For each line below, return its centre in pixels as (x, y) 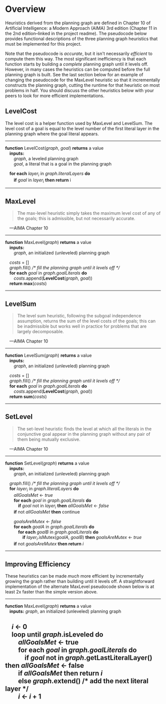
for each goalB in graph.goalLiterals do (58, 532)
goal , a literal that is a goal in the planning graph (63, 164)
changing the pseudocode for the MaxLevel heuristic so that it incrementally (83, 80)
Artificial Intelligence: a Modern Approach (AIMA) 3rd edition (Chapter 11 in (81, 28)
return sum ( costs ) (28, 396)
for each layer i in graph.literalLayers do (50, 174)
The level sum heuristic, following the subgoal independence (79, 315)
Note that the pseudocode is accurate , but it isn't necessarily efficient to (79, 54)
